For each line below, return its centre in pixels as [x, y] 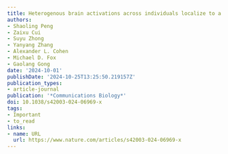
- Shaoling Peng [30, 26]
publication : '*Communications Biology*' [67, 96]
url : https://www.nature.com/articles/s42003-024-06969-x [98, 140]
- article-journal [33, 89]
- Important [24, 114]
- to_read [21, 121]
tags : [15, 108]
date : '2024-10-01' [35, 70]
